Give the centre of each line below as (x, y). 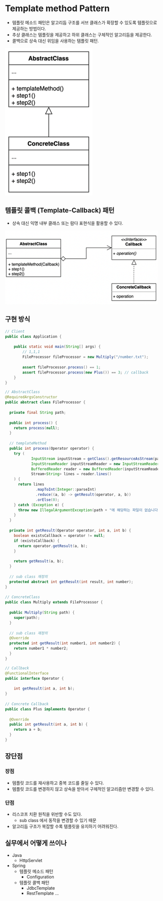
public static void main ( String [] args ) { (57, 347)
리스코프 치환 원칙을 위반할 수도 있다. (47, 814)
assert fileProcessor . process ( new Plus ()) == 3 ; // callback (86, 372)
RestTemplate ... (43, 893)
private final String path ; (38, 412)
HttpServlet (31, 860)
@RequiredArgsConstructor (31, 397)
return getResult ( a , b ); (39, 561)
